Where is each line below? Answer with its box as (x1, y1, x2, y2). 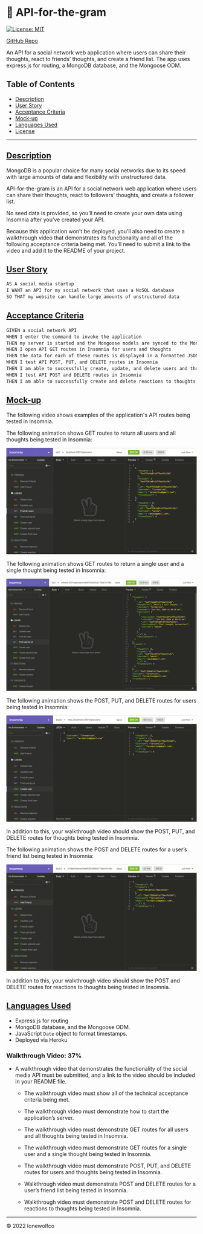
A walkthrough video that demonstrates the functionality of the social (14, 1065, 187, 1072)
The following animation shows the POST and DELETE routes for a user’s (6, 846, 187, 853)
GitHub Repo (6, 37, 38, 44)
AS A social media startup (6, 281, 74, 287)
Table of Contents (6, 79, 76, 89)
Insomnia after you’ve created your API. (6, 216, 105, 223)
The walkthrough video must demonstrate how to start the (24, 1108, 169, 1115)
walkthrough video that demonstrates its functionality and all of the (6, 234, 173, 241)
